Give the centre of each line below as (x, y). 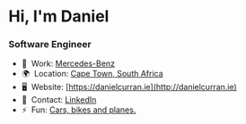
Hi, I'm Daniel (59, 17)
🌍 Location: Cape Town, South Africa (92, 74)
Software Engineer (50, 45)
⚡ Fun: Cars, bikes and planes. (79, 110)
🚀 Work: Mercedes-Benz (68, 63)
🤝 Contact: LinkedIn (59, 100)
